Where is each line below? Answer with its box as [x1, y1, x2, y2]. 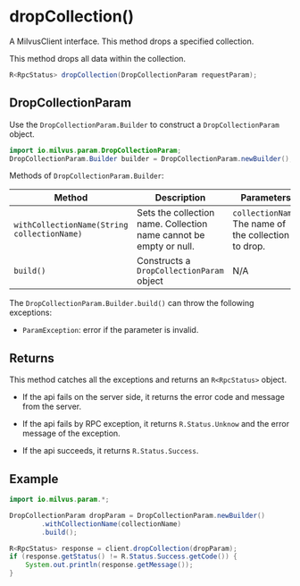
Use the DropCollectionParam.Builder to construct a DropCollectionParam [9, 119, 279, 130]
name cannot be [137, 229, 205, 242]
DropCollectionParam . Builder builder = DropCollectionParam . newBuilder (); [9, 154, 294, 163]
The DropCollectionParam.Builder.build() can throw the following [9, 298, 254, 309]
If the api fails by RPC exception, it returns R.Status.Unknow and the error [21, 419, 290, 429]
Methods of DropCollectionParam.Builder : [9, 170, 164, 181]
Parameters [240, 191, 292, 204]
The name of [232, 217, 287, 230]
